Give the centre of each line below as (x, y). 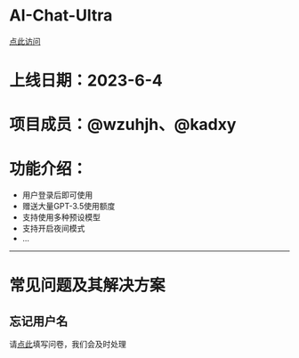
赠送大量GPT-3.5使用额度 (69, 207)
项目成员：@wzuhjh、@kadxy (123, 125)
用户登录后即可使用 (57, 195)
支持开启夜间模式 (53, 229)
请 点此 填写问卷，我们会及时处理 (68, 345)
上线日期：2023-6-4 (86, 81)
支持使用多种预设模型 (61, 217)
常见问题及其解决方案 (88, 285)
